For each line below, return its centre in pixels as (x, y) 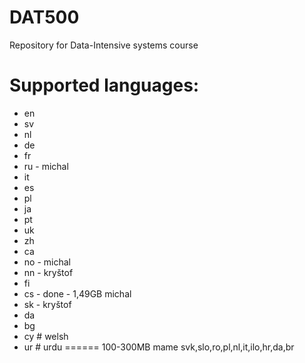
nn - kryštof (48, 272)
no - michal (47, 262)
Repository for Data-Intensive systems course (104, 45)
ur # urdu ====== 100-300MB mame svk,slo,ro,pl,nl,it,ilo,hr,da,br (159, 347)
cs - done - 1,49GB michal (77, 293)
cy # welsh (46, 336)
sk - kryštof (47, 304)
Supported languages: (104, 85)
